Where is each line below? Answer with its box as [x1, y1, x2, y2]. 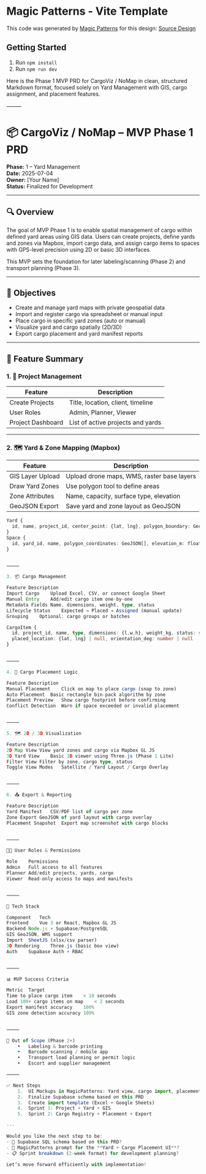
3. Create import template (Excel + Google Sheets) [17, 1100, 155, 1106]
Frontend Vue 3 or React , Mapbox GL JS [6, 920, 116, 926]
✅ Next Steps [6, 1082, 41, 1089]
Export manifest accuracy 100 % [6, 1005, 95, 1011]
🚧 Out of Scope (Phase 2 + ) [6, 1037, 75, 1044]
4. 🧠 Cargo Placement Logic [6, 669, 78, 675]
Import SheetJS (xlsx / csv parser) [6, 937, 97, 943]
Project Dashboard [9, 419, 63, 427]
